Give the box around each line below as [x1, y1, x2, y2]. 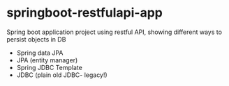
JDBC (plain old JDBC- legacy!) [16, 71, 108, 79]
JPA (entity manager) [16, 55, 78, 64]
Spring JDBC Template [16, 63, 83, 71]
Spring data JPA [16, 49, 64, 57]
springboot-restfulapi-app [6, 5, 163, 21]
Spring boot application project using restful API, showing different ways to [6, 28, 223, 36]
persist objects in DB [6, 35, 66, 43]
